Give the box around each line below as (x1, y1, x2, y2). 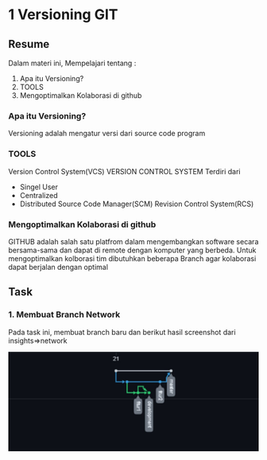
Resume (8, 37, 50, 51)
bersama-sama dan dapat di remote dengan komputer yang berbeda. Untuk (8, 245, 257, 255)
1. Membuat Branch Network (8, 309, 121, 320)
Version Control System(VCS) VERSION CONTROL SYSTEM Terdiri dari (8, 166, 241, 176)
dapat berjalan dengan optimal (8, 262, 109, 271)
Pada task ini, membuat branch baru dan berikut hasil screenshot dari (8, 327, 236, 337)
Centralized (19, 190, 58, 200)
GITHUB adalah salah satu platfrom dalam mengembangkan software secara (8, 236, 259, 246)
